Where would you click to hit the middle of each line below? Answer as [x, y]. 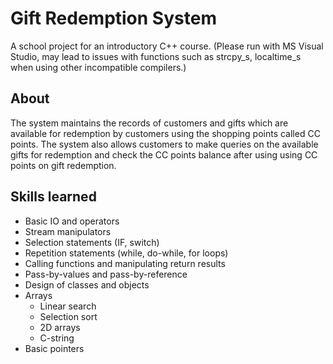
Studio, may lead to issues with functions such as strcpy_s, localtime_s [156, 56]
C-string [57, 338]
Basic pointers [54, 348]
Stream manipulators [68, 231]
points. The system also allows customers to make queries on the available [164, 144]
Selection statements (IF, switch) [92, 242]
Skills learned [53, 197]
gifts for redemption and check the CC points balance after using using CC [164, 154]
